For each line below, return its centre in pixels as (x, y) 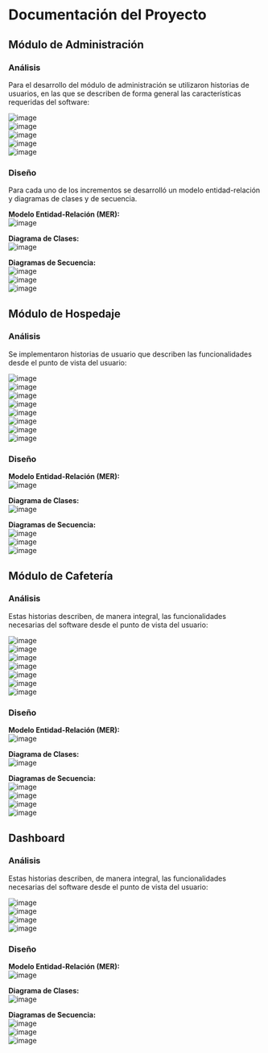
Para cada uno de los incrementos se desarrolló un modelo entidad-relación (134, 190)
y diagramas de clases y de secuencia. (73, 199)
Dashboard (37, 838)
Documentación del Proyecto (107, 15)
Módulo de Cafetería (61, 576)
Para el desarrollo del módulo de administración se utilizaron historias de (129, 85)
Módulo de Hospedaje (64, 314)
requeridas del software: (49, 101)
